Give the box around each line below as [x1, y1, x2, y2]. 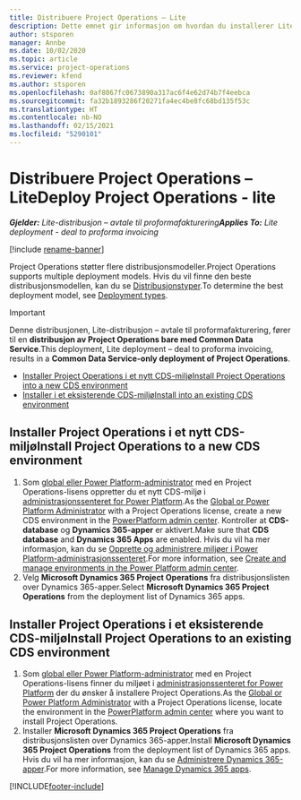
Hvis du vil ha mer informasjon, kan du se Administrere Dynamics [21, 754, 263, 765]
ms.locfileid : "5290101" [9, 130, 102, 139]
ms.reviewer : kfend [9, 72, 82, 81]
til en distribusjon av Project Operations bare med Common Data [9, 333, 254, 345]
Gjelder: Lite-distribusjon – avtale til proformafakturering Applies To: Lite [9, 217, 279, 228]
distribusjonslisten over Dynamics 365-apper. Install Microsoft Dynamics [21, 735, 291, 746]
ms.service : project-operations [9, 64, 130, 73]
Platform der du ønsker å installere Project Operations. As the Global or [21, 687, 282, 699]
